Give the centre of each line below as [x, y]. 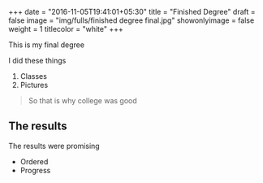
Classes [33, 76]
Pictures [34, 85]
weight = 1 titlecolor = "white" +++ [66, 29]
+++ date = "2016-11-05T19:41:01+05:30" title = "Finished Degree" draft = [132, 12]
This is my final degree [47, 45]
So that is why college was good [83, 100]
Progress [35, 170]
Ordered [34, 161]
